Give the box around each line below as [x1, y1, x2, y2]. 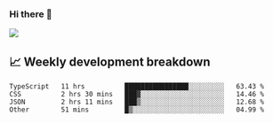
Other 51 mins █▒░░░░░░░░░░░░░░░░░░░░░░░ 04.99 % [9, 105, 265, 114]
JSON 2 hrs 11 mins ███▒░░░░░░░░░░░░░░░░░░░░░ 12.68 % [9, 97, 265, 107]
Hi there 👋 [9, 8, 53, 20]
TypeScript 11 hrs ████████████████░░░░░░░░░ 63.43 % [9, 82, 265, 91]
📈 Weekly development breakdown [9, 54, 211, 69]
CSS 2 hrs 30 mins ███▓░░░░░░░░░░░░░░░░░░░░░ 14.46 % [9, 90, 265, 99]
